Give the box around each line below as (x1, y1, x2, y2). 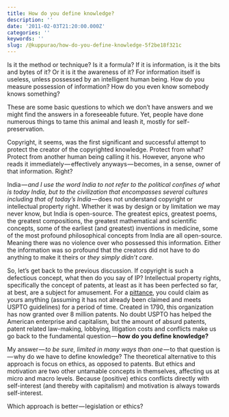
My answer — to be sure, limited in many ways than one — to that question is (7, 345, 221, 353)
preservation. (7, 125, 45, 133)
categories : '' (7, 29, 51, 36)
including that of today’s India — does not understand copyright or (7, 195, 193, 203)
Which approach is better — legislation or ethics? (7, 402, 144, 410)
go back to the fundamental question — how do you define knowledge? (7, 332, 209, 340)
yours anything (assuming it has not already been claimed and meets (7, 296, 202, 303)
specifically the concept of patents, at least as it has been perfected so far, (7, 281, 219, 289)
